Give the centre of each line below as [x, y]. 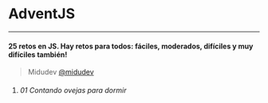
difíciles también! [38, 54]
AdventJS [42, 14]
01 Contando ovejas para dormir [73, 90]
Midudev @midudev [61, 72]
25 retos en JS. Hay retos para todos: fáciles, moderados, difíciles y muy [131, 46]
